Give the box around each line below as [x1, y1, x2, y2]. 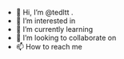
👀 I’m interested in [15, 16, 76, 26]
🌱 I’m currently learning [15, 25, 94, 33]
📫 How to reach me [15, 42, 82, 51]
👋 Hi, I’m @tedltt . [15, 8, 74, 17]
